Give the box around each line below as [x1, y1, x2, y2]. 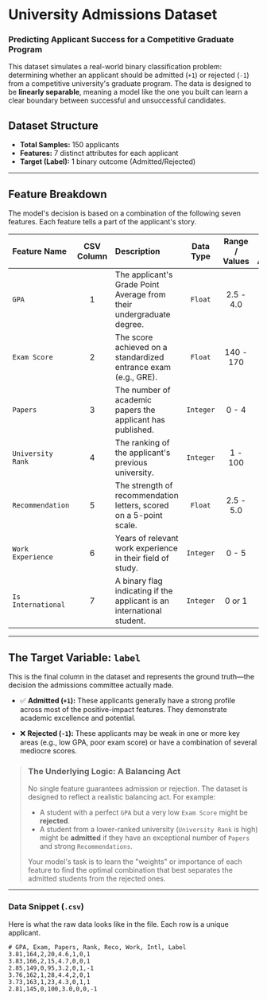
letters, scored [114, 500, 169, 511]
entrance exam [114, 362, 172, 373]
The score [114, 332, 153, 343]
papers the [114, 404, 156, 415]
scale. [114, 519, 137, 531]
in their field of [114, 553, 169, 564]
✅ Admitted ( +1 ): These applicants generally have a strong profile [19, 695, 236, 705]
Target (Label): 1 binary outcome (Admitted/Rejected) [19, 157, 196, 166]
